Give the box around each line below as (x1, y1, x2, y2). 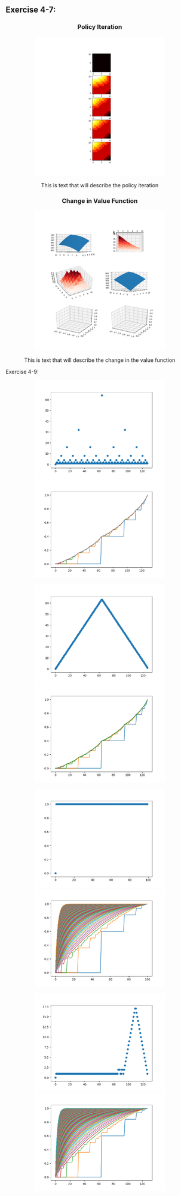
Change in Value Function (62, 197, 138, 205)
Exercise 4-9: (5, 368, 39, 376)
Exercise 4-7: (5, 5, 56, 15)
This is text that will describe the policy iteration (41, 182, 159, 189)
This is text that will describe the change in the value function (24, 356, 176, 364)
